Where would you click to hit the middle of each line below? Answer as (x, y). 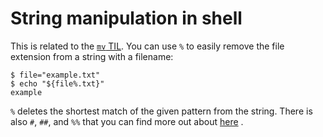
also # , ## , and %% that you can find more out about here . (127, 121)
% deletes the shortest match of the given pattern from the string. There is (161, 111)
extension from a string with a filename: (92, 56)
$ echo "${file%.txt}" (57, 83)
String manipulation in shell (126, 18)
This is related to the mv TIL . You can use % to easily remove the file (147, 46)
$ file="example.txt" (55, 75)
